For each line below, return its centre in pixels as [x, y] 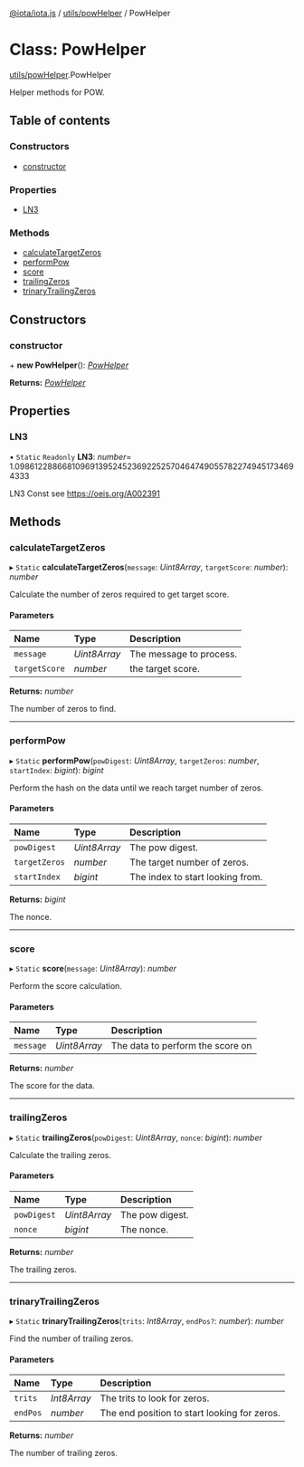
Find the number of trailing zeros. [71, 1338]
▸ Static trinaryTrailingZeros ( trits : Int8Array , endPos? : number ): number [147, 1321]
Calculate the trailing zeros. [60, 1155]
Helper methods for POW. [57, 92]
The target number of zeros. [189, 862]
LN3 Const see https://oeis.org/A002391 [85, 494]
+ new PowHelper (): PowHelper [69, 365]
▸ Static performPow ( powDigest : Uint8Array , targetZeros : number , [134, 761]
